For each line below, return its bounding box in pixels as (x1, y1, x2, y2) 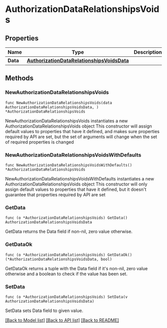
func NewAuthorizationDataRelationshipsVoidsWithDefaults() (5, 163, 133, 167)
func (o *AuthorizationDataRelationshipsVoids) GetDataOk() (5, 252, 133, 257)
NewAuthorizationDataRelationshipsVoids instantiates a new (5, 118, 128, 124)
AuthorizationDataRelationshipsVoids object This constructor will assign (5, 123, 153, 129)
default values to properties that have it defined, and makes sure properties (5, 128, 160, 134)
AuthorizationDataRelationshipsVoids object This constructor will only (5, 181, 148, 187)
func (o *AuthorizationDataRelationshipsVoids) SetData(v (5, 294, 128, 300)
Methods (5, 74, 34, 83)
